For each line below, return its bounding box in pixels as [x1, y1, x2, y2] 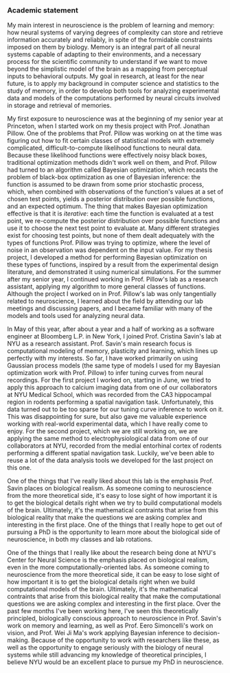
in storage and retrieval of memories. [7, 102, 112, 110]
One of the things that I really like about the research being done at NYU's [7, 549, 216, 557]
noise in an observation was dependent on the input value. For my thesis [7, 246, 213, 254]
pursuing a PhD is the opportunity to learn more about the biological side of [7, 528, 221, 536]
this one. [7, 464, 32, 472]
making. [7, 636, 30, 644]
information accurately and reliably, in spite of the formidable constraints [7, 36, 213, 44]
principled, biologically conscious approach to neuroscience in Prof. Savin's [7, 614, 222, 623]
